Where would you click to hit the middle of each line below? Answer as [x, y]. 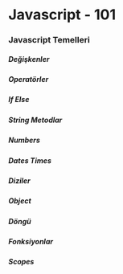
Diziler [19, 180]
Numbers [24, 140]
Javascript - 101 [62, 15]
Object [20, 201]
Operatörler [29, 80]
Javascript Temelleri [49, 40]
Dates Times [30, 160]
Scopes [21, 262]
